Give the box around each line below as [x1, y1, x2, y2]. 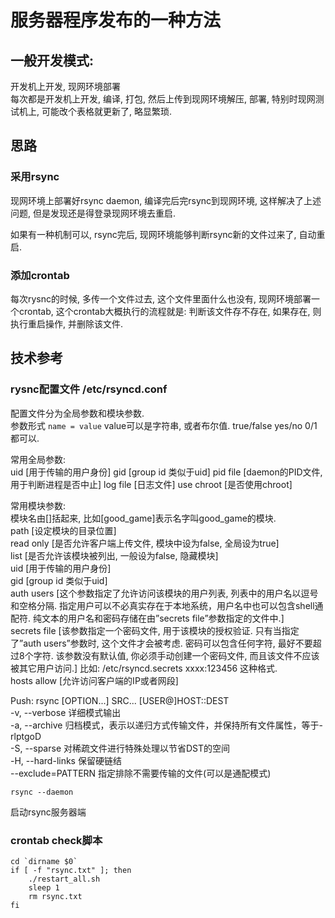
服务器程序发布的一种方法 [10, 9, 222, 32]
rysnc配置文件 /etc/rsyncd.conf [10, 382, 168, 396]
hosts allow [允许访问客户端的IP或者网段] [10, 674, 179, 686]
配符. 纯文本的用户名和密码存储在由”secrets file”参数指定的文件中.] [10, 612, 285, 624]
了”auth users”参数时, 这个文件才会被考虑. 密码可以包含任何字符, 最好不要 [10, 637, 313, 649]
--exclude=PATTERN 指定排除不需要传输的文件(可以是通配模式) [10, 767, 272, 779]
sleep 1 [28, 882, 60, 893]
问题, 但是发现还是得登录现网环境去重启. [10, 207, 177, 219]
